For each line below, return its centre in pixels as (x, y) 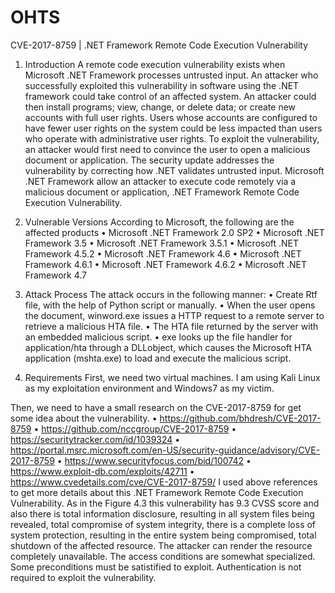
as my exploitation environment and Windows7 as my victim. (149, 388)
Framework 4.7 (55, 275)
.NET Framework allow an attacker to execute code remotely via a (160, 181)
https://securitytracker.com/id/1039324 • (95, 439)
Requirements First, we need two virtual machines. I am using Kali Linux (172, 377)
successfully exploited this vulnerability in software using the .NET (162, 85)
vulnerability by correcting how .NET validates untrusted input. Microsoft (174, 170)
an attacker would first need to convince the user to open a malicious (167, 149)
